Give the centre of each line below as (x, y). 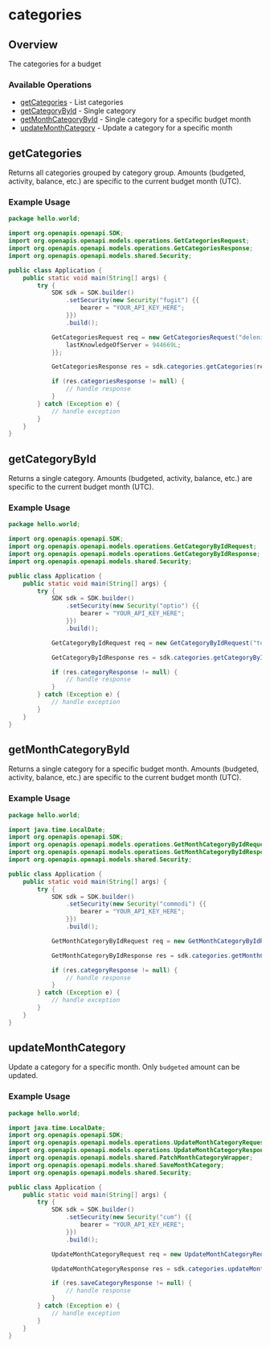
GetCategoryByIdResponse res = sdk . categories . (133, 657)
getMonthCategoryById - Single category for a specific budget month (135, 119)
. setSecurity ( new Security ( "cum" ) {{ (129, 1217)
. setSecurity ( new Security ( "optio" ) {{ (132, 606)
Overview (33, 45)
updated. (23, 1076)
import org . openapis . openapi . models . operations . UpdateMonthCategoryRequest (138, 1143)
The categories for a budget (55, 64)
